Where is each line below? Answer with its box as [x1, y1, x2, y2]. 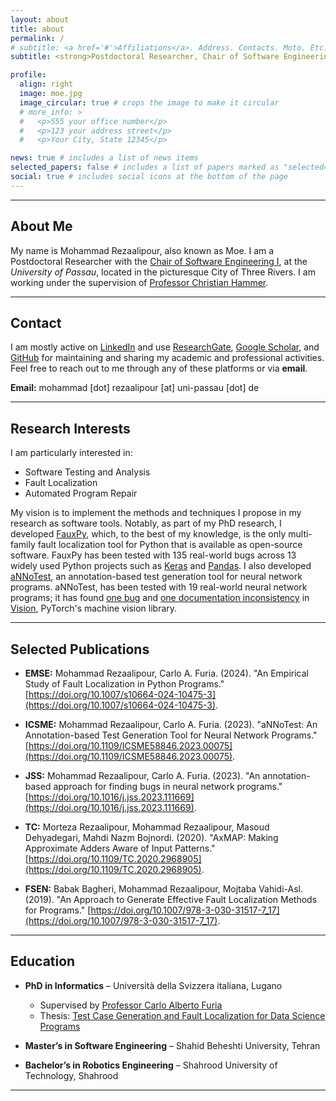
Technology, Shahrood [24, 1069, 119, 1081]
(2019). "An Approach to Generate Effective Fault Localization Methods [24, 894, 318, 905]
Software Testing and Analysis [24, 466, 151, 478]
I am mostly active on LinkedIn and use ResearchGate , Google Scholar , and [10, 341, 320, 353]
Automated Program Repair [24, 487, 138, 500]
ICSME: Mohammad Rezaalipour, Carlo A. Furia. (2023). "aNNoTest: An [24, 719, 318, 730]
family [10, 539, 36, 551]
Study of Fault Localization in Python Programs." [24, 678, 225, 690]
